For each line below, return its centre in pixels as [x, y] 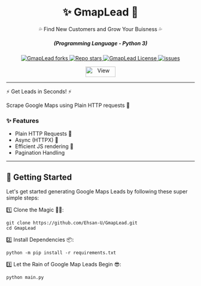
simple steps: [23, 198]
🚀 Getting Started [39, 177]
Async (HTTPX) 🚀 [36, 140]
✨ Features [23, 121]
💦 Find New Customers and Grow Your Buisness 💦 [100, 29]
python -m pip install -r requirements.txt [61, 253]
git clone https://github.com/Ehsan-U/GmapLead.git [72, 223]
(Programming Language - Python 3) [100, 43]
